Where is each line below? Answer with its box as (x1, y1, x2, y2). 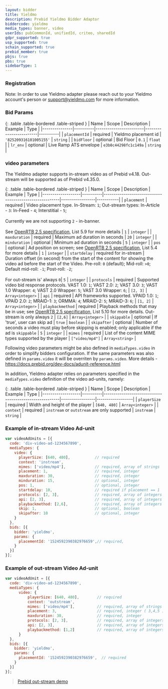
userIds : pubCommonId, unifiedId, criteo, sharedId (5, 31, 115, 36)
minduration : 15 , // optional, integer (18, 478, 140, 483)
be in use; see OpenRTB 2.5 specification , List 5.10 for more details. (5, 309, 144, 315)
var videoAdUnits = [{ (5, 436, 52, 441)
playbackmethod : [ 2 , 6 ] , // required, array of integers (18, 501, 162, 506)
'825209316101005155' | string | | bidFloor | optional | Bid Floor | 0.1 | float (5, 136, 161, 142)
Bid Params (5, 109, 33, 116)
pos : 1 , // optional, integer (18, 483, 140, 488)
